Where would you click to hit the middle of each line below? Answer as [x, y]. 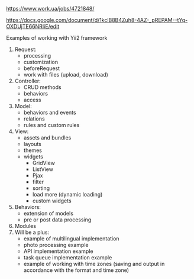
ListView [43, 169]
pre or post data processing [57, 220]
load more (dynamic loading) [67, 194]
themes [33, 150]
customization [41, 62]
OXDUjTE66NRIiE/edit [33, 26]
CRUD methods [42, 87]
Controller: [28, 81]
